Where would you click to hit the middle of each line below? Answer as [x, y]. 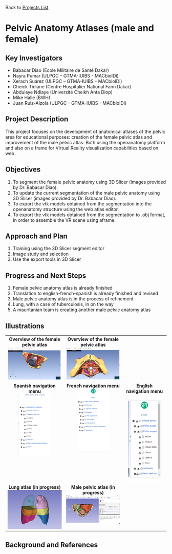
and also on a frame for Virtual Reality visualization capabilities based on [82, 148]
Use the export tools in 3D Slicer [47, 259]
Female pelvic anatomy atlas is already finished [62, 288]
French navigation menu [93, 386]
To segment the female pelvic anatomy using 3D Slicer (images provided [89, 182]
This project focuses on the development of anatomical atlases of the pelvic [85, 131]
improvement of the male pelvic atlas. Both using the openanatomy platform [85, 142]
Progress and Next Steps [46, 275]
